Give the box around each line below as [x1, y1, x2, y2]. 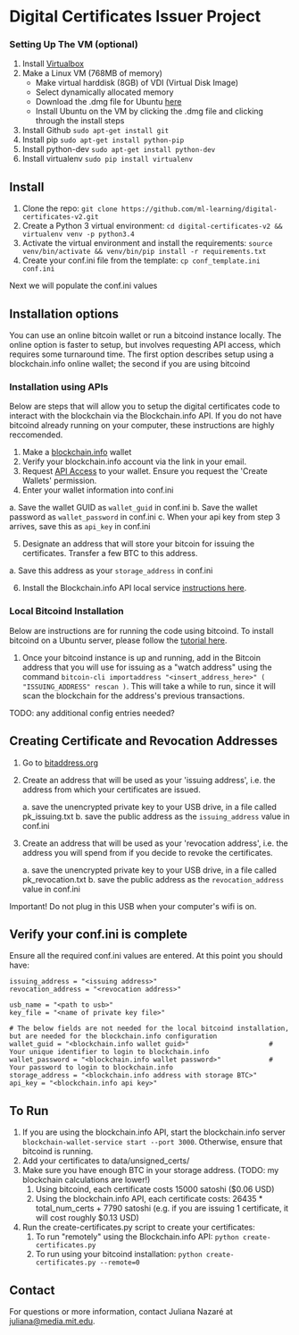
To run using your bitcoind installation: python [35, 1249, 203, 1260]
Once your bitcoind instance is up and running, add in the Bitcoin [21, 652, 262, 663]
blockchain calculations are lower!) [21, 1174, 151, 1186]
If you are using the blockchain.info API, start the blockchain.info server [21, 1127, 286, 1137]
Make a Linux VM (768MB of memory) [21, 68, 163, 79]
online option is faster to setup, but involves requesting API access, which [9, 340, 281, 351]
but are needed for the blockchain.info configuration [9, 1032, 218, 1041]
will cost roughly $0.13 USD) [35, 1212, 140, 1223]
